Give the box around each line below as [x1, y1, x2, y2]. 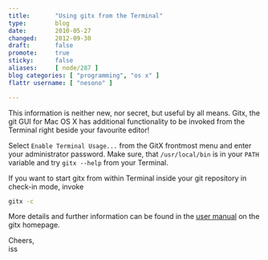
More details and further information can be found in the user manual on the [8, 212, 260, 221]
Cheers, [8, 236, 35, 246]
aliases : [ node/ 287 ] [8, 64, 99, 72]
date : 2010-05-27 [8, 26, 91, 35]
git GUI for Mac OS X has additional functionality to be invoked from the [8, 116, 246, 126]
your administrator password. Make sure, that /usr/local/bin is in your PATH [8, 149, 259, 159]
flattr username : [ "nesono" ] [8, 79, 113, 87]
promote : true [8, 49, 70, 57]
